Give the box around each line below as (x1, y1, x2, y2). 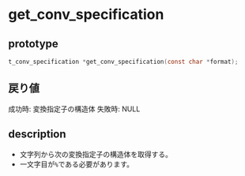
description (8, 128, 66, 141)
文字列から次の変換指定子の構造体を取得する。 (19, 149, 172, 159)
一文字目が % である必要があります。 (19, 159, 134, 169)
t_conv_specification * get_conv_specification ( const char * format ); (8, 58, 239, 66)
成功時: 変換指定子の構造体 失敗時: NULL (8, 104, 141, 114)
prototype (8, 37, 59, 51)
